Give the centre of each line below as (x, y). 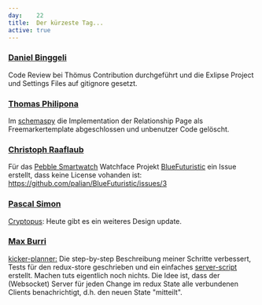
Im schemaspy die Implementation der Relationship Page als (105, 121)
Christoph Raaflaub (46, 149)
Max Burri (28, 241)
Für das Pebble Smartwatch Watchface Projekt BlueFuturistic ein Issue (122, 167)
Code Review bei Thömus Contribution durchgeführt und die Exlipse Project (131, 75)
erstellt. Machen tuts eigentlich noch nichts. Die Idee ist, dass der (114, 275)
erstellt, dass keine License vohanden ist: (75, 175)
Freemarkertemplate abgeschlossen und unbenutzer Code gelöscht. (119, 129)
